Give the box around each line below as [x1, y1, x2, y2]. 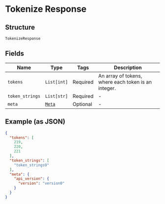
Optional [73, 101, 92, 107]
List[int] [45, 79, 68, 85]
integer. [98, 85, 116, 92]
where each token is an [98, 78, 152, 85]
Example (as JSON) [5, 117, 65, 126]
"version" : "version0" [18, 181, 65, 186]
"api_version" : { [14, 176, 50, 181]
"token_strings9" [14, 163, 50, 168]
